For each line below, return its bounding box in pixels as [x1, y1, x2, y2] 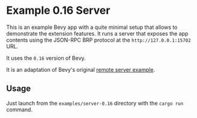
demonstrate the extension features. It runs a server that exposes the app [6, 29, 189, 37]
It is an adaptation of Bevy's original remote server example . [6, 66, 155, 73]
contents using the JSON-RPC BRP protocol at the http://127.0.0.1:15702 [6, 36, 191, 43]
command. [6, 106, 33, 113]
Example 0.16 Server [6, 4, 111, 17]
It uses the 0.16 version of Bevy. [6, 54, 86, 61]
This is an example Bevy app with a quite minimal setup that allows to [6, 23, 178, 31]
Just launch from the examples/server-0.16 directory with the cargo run [6, 99, 184, 107]
